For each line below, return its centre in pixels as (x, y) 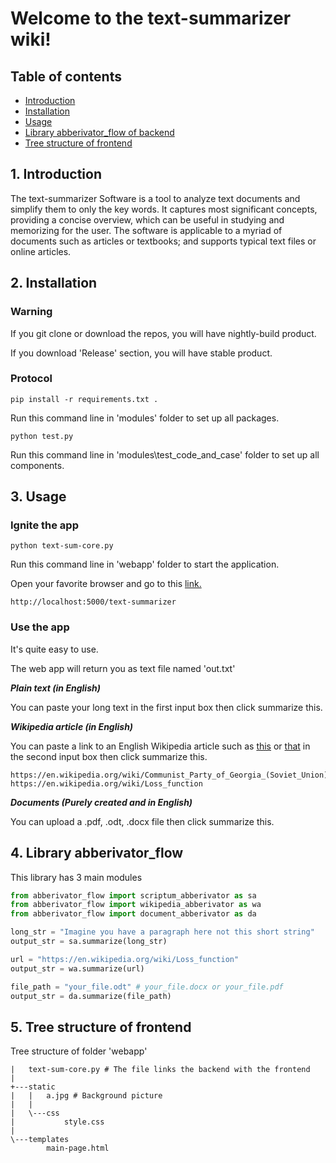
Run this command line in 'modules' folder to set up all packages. (145, 418)
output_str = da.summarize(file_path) (91, 996)
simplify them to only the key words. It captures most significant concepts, (164, 209)
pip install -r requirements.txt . (84, 399)
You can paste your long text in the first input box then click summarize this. (166, 707)
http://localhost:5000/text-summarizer (93, 602)
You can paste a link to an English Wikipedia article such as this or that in (160, 746)
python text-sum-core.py (62, 546)
